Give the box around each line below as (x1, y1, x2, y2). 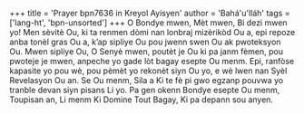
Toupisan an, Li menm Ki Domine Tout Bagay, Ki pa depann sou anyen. (9, 94, 274, 105)
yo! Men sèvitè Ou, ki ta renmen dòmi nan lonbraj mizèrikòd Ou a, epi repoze (9, 27, 296, 37)
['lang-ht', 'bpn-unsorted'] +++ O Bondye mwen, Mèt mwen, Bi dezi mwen (9, 17, 288, 28)
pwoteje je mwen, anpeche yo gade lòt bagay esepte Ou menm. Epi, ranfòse (9, 56, 295, 66)
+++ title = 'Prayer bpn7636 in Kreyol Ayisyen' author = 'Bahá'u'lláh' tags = (9, 8, 290, 18)
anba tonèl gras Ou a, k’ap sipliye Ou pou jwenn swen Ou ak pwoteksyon (9, 36, 281, 47)
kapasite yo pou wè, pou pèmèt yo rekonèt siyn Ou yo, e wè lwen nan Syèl (9, 65, 288, 76)
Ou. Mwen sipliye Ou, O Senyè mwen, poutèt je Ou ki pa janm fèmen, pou (9, 46, 284, 57)
